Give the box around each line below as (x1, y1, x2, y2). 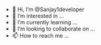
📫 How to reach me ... (12, 32, 69, 39)
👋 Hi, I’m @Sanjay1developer (12, 6, 84, 13)
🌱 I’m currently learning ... (12, 19, 78, 26)
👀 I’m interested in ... (12, 12, 64, 19)
